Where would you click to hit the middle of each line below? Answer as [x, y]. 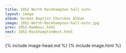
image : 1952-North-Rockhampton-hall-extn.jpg [52, 23]
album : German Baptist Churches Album [44, 18]
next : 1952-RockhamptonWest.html [39, 32]
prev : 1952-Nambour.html [30, 27]
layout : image [20, 14]
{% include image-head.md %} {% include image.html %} [63, 46]
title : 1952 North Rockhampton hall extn [48, 9]
